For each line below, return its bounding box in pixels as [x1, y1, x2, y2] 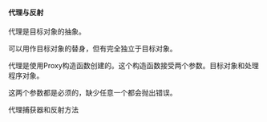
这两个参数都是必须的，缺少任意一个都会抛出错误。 [8, 88, 177, 98]
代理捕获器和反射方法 [8, 105, 79, 115]
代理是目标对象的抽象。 [8, 26, 86, 36]
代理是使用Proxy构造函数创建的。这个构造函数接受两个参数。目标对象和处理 [8, 61, 259, 71]
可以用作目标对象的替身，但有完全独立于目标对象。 [8, 44, 177, 54]
